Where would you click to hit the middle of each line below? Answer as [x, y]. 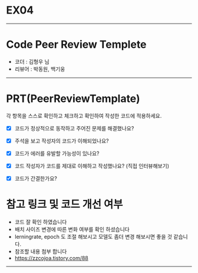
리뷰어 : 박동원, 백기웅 [40, 69]
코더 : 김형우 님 [32, 61]
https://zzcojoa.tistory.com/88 [51, 258]
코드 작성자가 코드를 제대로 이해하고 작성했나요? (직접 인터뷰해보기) [92, 166]
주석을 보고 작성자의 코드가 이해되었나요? [62, 141]
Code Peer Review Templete [76, 45]
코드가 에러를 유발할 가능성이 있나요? [57, 153]
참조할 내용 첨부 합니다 [41, 252]
